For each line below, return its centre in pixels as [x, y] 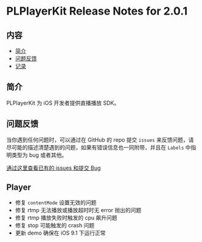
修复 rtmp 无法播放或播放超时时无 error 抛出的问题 [78, 210]
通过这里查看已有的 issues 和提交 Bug [54, 168]
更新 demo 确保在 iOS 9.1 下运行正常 [60, 233]
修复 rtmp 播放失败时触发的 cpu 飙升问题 [66, 218]
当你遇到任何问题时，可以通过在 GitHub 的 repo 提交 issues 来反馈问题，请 [100, 140]
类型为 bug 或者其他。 [39, 155]
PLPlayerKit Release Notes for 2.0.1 [97, 11]
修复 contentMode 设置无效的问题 [56, 202]
